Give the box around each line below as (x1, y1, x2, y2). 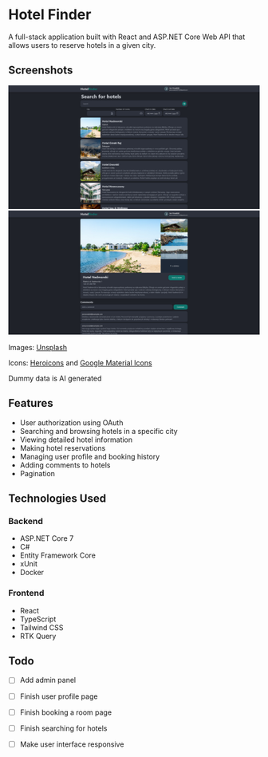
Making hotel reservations (19, 443, 106, 452)
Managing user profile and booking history (19, 451, 160, 461)
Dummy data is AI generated (8, 373, 102, 383)
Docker (19, 568, 45, 578)
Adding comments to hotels (19, 460, 111, 470)
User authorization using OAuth (19, 417, 124, 428)
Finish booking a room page (19, 708, 112, 717)
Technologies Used (8, 492, 106, 506)
